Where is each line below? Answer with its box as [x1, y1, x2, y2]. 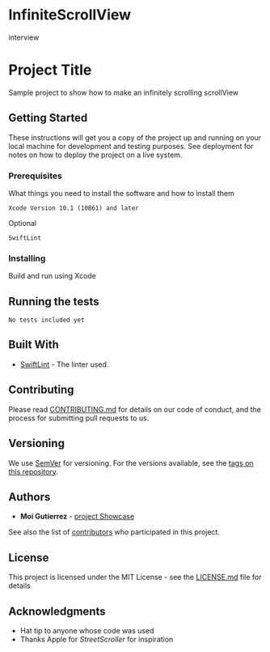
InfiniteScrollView [8, 6, 132, 24]
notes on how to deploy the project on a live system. [8, 150, 183, 160]
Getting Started [8, 111, 88, 125]
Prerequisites [8, 170, 62, 181]
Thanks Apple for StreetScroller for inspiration [19, 634, 174, 644]
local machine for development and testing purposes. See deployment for [8, 141, 254, 151]
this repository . [8, 467, 59, 476]
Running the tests [8, 294, 99, 309]
